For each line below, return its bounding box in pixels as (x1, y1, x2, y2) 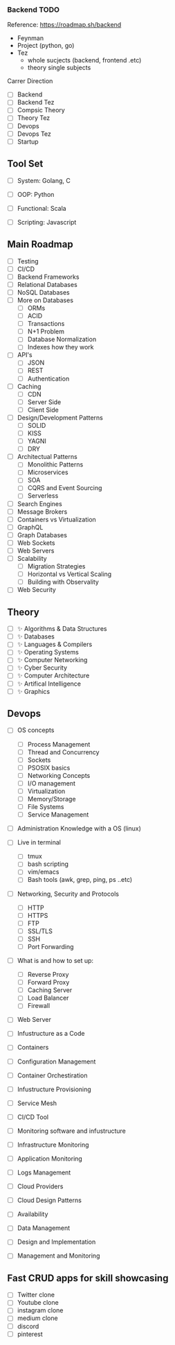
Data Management (17, 1224, 71, 1232)
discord (17, 1322, 39, 1330)
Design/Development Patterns (17, 413, 104, 422)
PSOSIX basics (27, 763, 71, 772)
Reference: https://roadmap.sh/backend (7, 21, 122, 29)
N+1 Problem (27, 327, 64, 336)
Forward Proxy (27, 978, 70, 987)
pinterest (17, 1330, 43, 1338)
